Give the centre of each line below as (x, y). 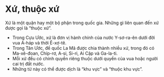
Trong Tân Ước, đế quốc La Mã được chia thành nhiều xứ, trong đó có (83, 48)
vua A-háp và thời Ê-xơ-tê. (39, 42)
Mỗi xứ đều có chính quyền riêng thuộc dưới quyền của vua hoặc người (85, 58)
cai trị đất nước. (28, 64)
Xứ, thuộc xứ (32, 9)
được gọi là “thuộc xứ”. (28, 28)
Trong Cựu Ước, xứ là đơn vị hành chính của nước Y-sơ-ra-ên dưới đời (83, 38)
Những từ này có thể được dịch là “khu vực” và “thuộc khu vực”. (77, 69)
